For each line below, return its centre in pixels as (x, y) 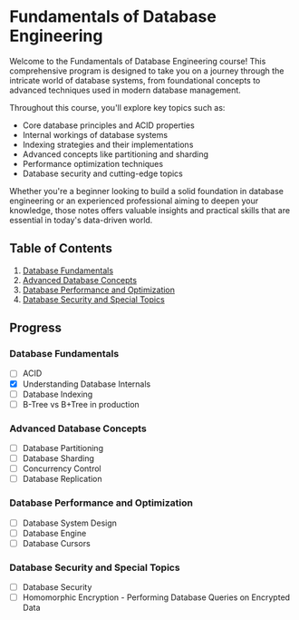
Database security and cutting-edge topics (102, 173)
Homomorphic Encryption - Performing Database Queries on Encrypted (156, 597)
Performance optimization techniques (93, 163)
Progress (35, 328)
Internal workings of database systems (95, 134)
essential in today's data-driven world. (81, 220)
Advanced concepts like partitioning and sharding (115, 154)
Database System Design (70, 523)
